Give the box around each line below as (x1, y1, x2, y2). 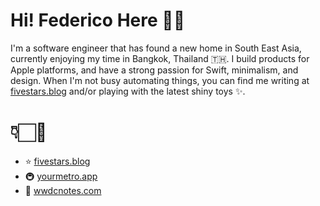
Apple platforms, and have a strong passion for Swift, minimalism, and (10, 64, 299, 76)
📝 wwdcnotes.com (24, 184, 102, 196)
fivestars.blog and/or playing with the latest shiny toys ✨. (10, 85, 246, 97)
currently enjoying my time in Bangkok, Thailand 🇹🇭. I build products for (10, 52, 310, 64)
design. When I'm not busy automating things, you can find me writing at (10, 74, 310, 86)
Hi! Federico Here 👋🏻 (10, 9, 186, 32)
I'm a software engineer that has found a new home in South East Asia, (10, 42, 302, 54)
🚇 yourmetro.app (24, 170, 98, 182)
